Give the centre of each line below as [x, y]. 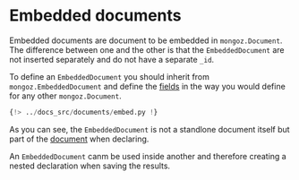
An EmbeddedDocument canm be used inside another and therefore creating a [148, 156]
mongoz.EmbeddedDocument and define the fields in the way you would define [148, 86]
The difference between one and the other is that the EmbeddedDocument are [147, 49]
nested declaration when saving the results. [90, 166]
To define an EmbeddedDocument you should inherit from [110, 76]
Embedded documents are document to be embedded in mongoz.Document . [146, 40]
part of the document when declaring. [79, 139]
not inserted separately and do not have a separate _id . [112, 59]
